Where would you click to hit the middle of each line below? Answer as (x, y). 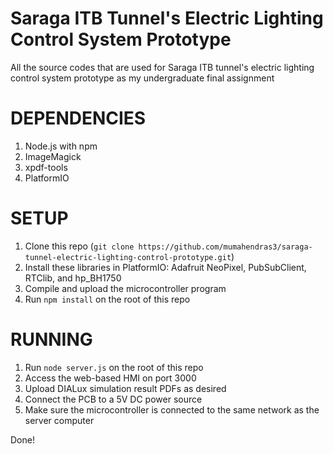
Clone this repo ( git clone (79, 246)
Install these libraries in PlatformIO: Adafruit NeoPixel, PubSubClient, (165, 267)
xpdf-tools (46, 167)
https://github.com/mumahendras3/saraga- (225, 247)
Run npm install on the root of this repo (107, 299)
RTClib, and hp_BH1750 (73, 278)
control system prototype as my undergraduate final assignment (142, 78)
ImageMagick (53, 156)
